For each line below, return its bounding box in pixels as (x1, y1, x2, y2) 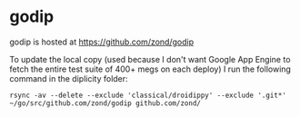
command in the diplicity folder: (9, 73, 129, 83)
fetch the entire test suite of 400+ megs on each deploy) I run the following (9, 63, 291, 74)
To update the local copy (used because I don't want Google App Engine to (9, 54, 291, 64)
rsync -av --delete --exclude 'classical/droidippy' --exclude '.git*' (9, 91, 286, 100)
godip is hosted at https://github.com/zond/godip (9, 36, 195, 47)
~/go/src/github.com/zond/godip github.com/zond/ (9, 98, 202, 108)
